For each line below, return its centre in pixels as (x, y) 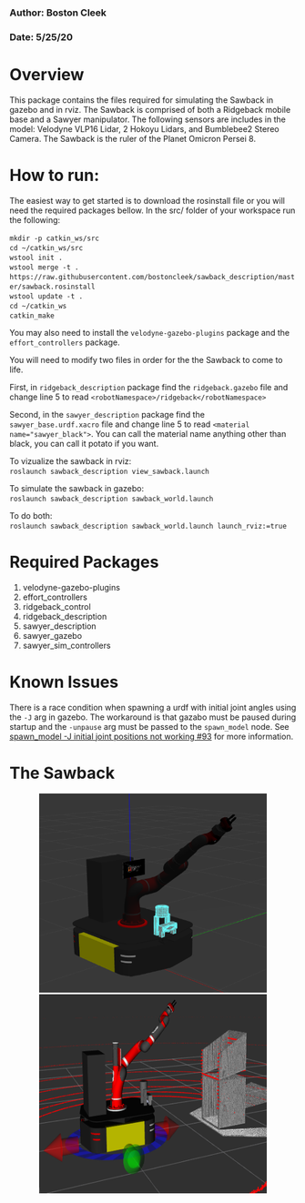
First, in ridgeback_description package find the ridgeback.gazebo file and (149, 387)
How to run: (55, 175)
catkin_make (32, 316)
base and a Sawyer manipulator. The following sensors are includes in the (148, 119)
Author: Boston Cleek (58, 13)
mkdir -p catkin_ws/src (55, 238)
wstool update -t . (46, 296)
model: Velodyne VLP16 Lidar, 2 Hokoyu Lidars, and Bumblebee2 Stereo (144, 128)
